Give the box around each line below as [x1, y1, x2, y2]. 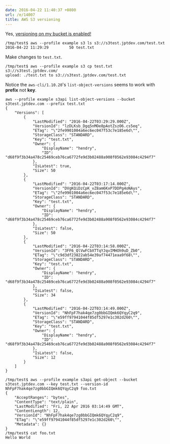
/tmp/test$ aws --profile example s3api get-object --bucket [5, 377, 138, 382]
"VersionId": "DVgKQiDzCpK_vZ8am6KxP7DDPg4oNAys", [32, 186, 143, 191]
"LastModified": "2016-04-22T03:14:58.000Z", [32, 244, 131, 249]
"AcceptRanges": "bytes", [14, 395, 70, 400]
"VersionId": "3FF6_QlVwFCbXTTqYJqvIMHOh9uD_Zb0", [32, 248, 143, 253]
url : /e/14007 [5, 12, 36, 17]
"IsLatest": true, [32, 164, 72, 169]
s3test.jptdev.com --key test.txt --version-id [5, 382, 108, 387]
